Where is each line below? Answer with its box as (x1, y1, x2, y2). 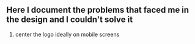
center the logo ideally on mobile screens (15, 31, 120, 38)
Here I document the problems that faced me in (6, 5, 189, 15)
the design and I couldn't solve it (6, 15, 133, 25)
